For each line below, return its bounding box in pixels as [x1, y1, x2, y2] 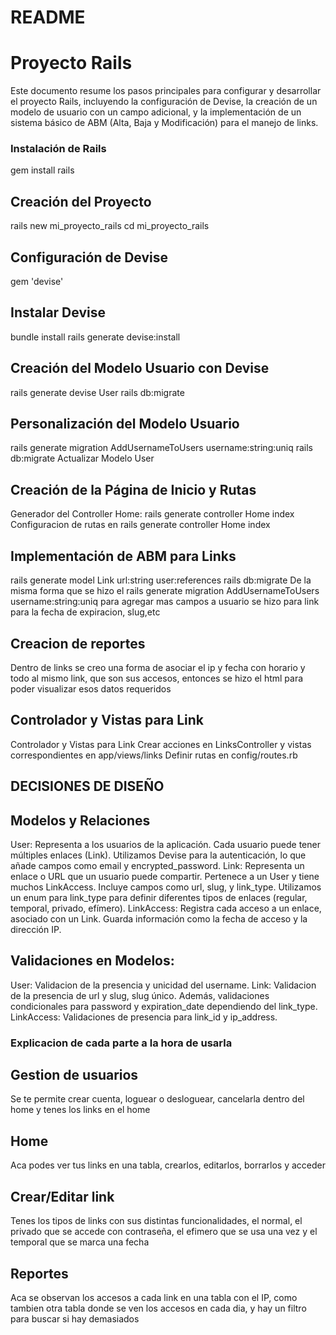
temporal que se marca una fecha [10, 1236, 150, 1248]
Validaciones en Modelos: [10, 952, 175, 970]
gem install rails [10, 164, 75, 176]
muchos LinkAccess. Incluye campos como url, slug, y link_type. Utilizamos [10, 881, 322, 893]
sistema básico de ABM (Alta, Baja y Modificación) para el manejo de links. [10, 117, 319, 129]
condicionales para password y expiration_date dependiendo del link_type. [10, 1000, 318, 1012]
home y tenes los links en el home [10, 1104, 151, 1116]
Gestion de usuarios [10, 1067, 139, 1084]
